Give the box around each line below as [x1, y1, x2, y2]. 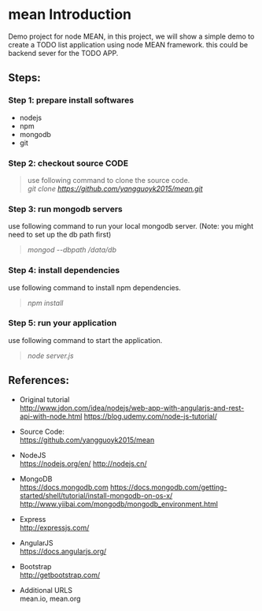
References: [8, 374, 69, 387]
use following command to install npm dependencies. [8, 282, 181, 292]
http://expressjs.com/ [19, 523, 90, 532]
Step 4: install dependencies [8, 265, 120, 276]
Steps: [8, 71, 41, 84]
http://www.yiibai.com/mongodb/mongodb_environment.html [19, 499, 219, 509]
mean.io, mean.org [19, 594, 81, 603]
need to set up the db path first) [8, 230, 112, 240]
